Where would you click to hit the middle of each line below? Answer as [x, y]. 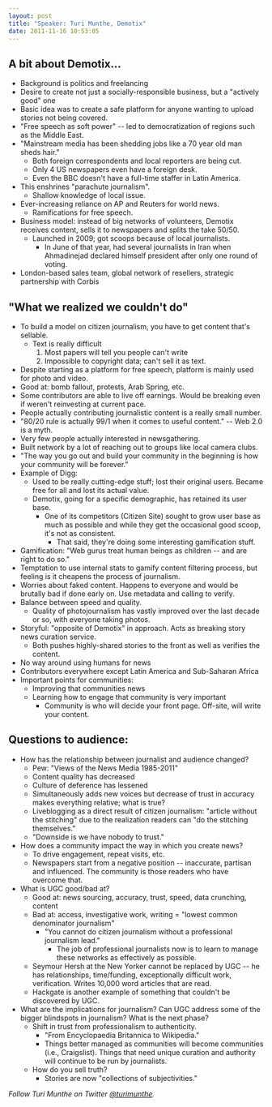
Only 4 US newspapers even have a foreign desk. [115, 169]
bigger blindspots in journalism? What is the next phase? [114, 1018]
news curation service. [58, 637]
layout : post [30, 16]
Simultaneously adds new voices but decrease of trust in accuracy [143, 794]
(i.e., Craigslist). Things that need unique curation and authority [150, 1052]
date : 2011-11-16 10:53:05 [54, 31]
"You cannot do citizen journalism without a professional [138, 931]
